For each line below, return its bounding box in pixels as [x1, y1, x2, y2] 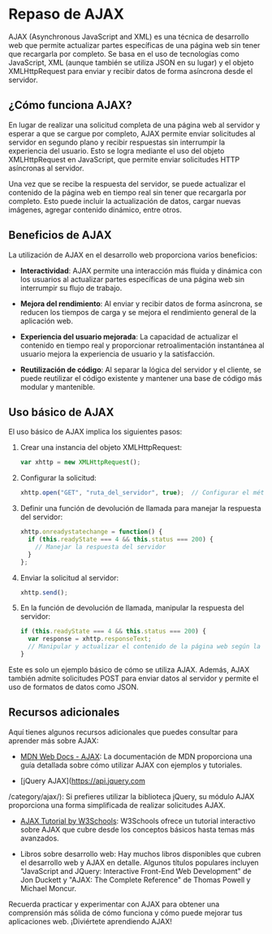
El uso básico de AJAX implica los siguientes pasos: [8, 427, 183, 437]
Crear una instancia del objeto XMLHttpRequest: [19, 443, 183, 452]
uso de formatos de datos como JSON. [8, 681, 140, 691]
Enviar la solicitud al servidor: [19, 573, 119, 582]
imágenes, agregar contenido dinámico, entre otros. [8, 205, 183, 214]
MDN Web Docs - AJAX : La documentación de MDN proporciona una [19, 751, 253, 761]
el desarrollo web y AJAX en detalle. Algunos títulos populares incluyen [19, 858, 259, 867]
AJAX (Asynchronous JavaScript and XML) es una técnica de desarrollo [8, 32, 249, 41]
